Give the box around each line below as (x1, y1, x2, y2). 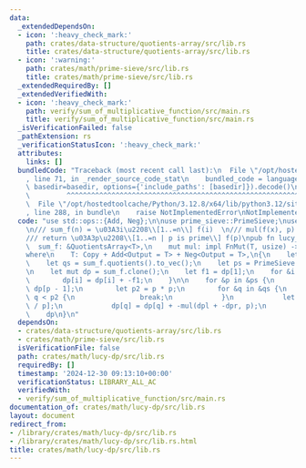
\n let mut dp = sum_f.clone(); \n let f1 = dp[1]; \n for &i (25, 268, 296, 277)
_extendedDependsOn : (17, 22, 96, 31)
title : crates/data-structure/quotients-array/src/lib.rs (25, 47, 250, 56)
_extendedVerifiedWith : (17, 89, 107, 98)
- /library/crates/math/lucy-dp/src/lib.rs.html (9, 436, 198, 446)
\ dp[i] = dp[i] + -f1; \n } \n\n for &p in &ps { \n (25, 276, 275, 285)
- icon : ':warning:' (17, 56, 96, 65)
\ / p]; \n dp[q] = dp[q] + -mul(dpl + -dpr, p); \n (25, 301, 267, 310)
